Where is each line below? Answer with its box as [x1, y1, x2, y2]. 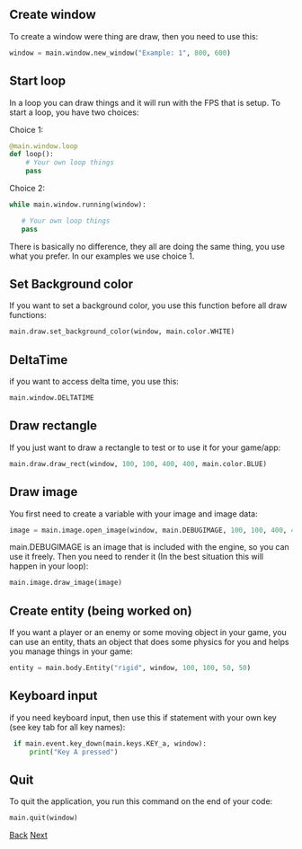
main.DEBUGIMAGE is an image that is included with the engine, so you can [9, 542, 289, 553]
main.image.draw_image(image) [9, 579, 123, 588]
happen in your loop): [9, 561, 89, 571]
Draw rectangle [9, 418, 97, 434]
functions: [9, 310, 47, 321]
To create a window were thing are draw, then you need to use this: [9, 31, 259, 41]
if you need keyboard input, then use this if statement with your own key [9, 712, 277, 722]
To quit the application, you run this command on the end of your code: [9, 796, 273, 807]
